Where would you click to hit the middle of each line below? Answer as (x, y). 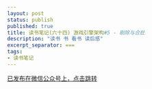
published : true (30, 26)
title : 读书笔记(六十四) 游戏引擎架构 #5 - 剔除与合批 (76, 33)
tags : (15, 52)
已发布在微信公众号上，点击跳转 (52, 78)
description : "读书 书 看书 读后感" (55, 39)
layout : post (26, 13)
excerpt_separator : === (41, 45)
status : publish (30, 20)
